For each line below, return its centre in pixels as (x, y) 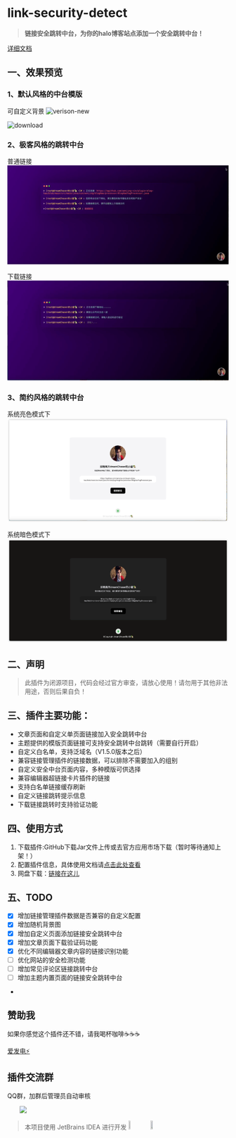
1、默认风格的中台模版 (45, 94)
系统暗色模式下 (29, 534)
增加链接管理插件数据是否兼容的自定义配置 (79, 916)
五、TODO (30, 897)
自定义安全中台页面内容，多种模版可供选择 (79, 769)
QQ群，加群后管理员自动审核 (49, 1096)
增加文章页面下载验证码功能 (58, 942)
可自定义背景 (26, 111)
